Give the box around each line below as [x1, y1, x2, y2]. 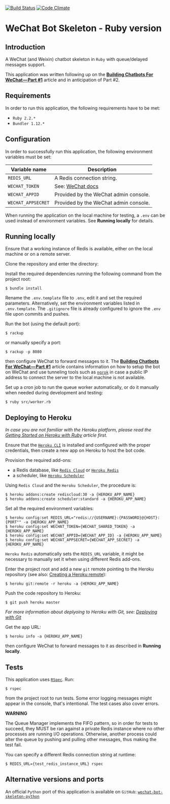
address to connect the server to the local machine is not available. [5, 375, 146, 381]
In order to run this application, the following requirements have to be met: [5, 105, 160, 111]
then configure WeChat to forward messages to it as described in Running [5, 643, 161, 649]
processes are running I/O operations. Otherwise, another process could [5, 731, 157, 737]
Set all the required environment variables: [5, 506, 94, 512]
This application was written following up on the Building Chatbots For [5, 72, 153, 77]
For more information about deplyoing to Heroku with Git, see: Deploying [5, 609, 157, 615]
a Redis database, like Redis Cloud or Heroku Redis [12, 467, 119, 473]
